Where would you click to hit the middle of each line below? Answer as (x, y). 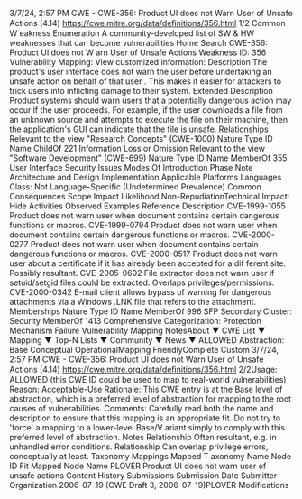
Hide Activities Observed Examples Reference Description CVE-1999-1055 (148, 206)
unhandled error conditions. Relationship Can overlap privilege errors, (139, 447)
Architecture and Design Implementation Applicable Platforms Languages (146, 177)
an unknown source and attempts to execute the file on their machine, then (149, 120)
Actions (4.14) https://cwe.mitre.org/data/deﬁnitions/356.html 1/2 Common (147, 23)
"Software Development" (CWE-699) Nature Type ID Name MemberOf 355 (148, 158)
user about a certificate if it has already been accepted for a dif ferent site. (148, 263)
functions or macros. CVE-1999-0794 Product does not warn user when (143, 225)
